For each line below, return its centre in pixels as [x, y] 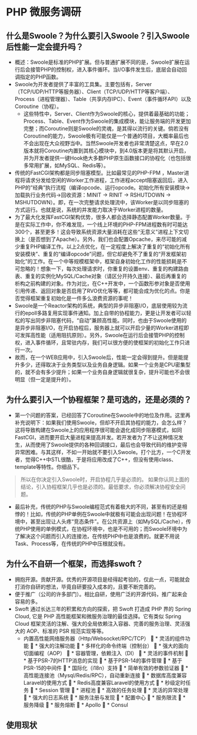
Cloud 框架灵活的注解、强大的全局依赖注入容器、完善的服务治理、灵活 [100, 623]
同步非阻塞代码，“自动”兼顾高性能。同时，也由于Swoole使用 [108, 320]
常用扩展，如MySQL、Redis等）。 [69, 165]
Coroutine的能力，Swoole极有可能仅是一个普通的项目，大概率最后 [103, 136]
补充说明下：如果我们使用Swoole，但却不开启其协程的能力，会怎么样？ [101, 422]
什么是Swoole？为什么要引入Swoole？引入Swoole [98, 36]
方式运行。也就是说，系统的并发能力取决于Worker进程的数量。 [90, 210]
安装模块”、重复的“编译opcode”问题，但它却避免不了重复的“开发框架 [98, 254]
